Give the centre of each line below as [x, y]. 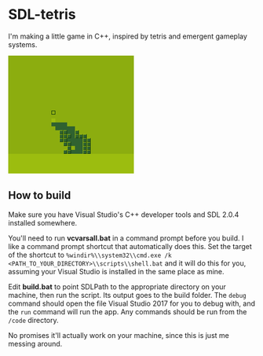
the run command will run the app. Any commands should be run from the [128, 311]
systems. [23, 44]
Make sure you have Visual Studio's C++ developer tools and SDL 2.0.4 [124, 215]
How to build [40, 195]
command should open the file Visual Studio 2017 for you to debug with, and [131, 303]
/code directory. [33, 320]
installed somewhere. [43, 222]
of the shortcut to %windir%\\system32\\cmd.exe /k [90, 255]
